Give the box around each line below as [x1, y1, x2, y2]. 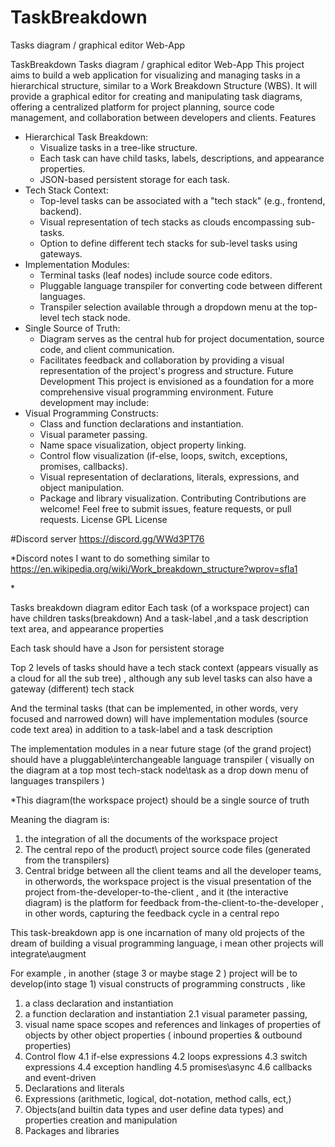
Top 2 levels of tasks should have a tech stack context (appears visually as [10, 661, 319, 673]
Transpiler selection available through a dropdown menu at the [39, 301, 298, 313]
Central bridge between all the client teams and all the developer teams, [24, 864, 322, 876]
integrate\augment [10, 947, 87, 960]
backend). [39, 205, 82, 217]
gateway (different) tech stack [10, 682, 135, 695]
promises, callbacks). [39, 460, 128, 472]
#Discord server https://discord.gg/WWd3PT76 [10, 532, 205, 545]
